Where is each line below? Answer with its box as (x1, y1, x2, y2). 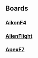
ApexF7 (5, 46, 25, 53)
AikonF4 (5, 19, 27, 26)
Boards (5, 4, 29, 13)
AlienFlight (5, 33, 33, 40)
